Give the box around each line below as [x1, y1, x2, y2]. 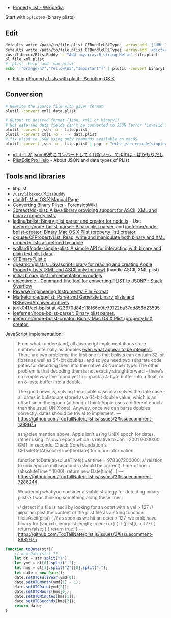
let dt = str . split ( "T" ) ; [14, 556, 70, 561]
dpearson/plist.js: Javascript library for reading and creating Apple [12, 261, 153, 267]
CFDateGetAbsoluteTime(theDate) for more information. [17, 447, 135, 453]
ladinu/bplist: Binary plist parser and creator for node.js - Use [12, 218, 141, 224]
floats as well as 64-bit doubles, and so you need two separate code [17, 357, 162, 363]
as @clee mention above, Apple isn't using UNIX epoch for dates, [17, 431, 155, 437]
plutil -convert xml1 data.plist [5, 108, 76, 114]
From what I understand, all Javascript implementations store [17, 340, 146, 347]
